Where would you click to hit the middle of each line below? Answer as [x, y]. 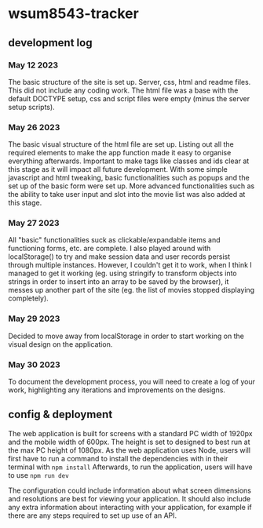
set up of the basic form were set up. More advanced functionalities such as [131, 186]
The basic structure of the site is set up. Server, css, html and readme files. [130, 82]
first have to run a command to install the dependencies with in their [118, 458]
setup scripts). [31, 107]
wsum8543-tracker [73, 14]
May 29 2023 [34, 319]
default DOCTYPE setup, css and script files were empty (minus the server [129, 98]
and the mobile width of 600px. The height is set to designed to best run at [129, 442]
